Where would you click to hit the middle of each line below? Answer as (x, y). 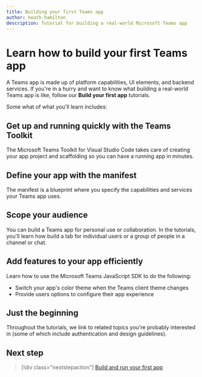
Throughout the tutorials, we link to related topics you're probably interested (101, 328)
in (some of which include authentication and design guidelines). (87, 334)
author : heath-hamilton (36, 17)
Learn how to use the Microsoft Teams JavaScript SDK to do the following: (99, 276)
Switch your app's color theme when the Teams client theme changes (102, 288)
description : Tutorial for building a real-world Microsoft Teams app (97, 23)
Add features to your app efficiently (75, 261)
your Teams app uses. (34, 196)
